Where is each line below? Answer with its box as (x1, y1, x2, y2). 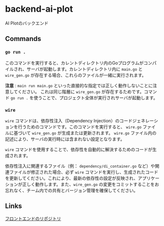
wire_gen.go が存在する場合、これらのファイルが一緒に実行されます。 (5, 72, 146, 78)
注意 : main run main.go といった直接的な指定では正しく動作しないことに (5, 82, 153, 89)
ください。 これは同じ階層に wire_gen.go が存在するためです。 (18, 89, 144, 94)
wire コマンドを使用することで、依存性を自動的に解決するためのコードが (5, 146, 153, 152)
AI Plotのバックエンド (5, 20, 49, 26)
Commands (5, 35, 42, 43)
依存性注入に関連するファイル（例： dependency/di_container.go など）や (5, 163, 156, 169)
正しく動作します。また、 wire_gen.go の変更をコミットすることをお (22, 181, 160, 187)
